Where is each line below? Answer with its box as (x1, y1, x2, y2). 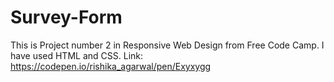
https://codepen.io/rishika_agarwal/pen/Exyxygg (10, 60, 212, 72)
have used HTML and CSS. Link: (10, 49, 144, 61)
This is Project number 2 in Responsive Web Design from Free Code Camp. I (10, 39, 325, 51)
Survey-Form (10, 6, 123, 29)
